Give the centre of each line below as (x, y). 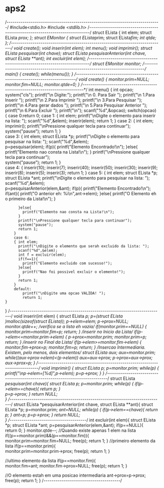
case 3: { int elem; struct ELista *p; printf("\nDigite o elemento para (72, 136)
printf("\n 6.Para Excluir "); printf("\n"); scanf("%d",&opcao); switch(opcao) (81, 110)
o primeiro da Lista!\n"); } (31, 199)
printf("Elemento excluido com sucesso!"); (67, 263)
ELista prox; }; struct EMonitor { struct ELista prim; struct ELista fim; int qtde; (81, 38)
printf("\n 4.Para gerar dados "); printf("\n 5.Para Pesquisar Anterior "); (76, 105)
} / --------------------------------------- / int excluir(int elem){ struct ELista (81, 420)
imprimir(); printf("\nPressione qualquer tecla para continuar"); (68, 126)
